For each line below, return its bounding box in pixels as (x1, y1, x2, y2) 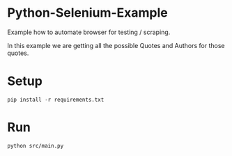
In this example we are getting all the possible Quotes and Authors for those (7, 41, 225, 49)
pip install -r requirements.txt (7, 96, 105, 103)
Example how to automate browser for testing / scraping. (7, 28, 171, 36)
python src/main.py (7, 142, 64, 149)
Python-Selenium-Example (7, 5, 169, 21)
